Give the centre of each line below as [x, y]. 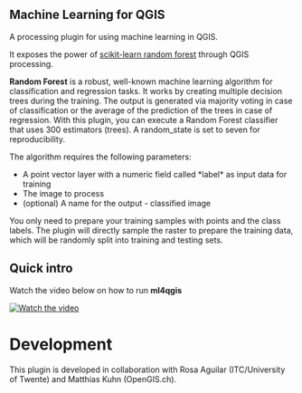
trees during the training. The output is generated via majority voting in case [151, 101]
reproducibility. [38, 139]
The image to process [63, 193]
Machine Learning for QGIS [87, 15]
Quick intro [41, 268]
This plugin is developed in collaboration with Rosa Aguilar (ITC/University [147, 369]
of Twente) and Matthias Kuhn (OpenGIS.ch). [93, 379]
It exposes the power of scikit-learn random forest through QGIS [129, 54]
